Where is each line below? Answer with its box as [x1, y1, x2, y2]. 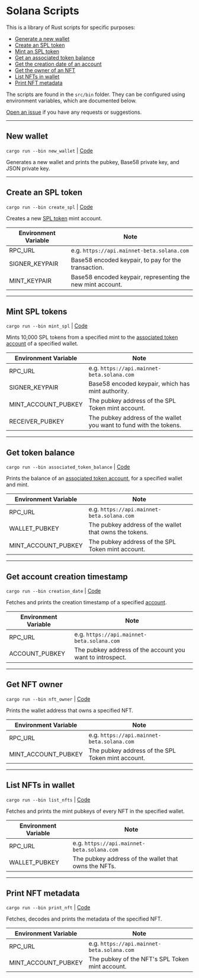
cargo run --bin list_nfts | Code [6, 796, 91, 803]
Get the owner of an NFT [14, 66, 76, 73]
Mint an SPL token [14, 47, 60, 54]
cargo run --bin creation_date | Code [6, 588, 101, 594]
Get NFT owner [6, 679, 63, 690]
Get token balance [6, 447, 75, 457]
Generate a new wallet [14, 35, 70, 42]
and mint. [6, 481, 30, 488]
